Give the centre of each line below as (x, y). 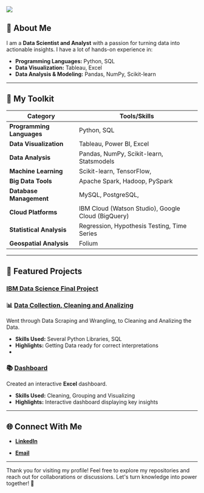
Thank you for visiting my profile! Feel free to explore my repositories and (98, 471)
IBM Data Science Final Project (52, 288)
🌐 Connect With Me (44, 426)
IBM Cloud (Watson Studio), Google (129, 208)
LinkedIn (26, 441)
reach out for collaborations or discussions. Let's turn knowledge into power (102, 477)
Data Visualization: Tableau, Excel (58, 67)
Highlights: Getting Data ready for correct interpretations (87, 345)
